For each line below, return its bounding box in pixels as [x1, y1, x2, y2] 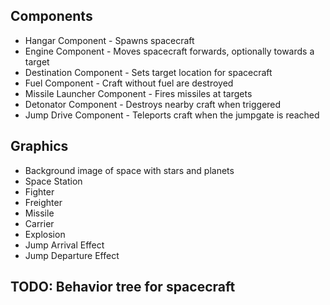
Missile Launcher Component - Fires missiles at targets [24, 87, 253, 99]
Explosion [24, 228, 66, 240]
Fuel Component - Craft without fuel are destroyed [24, 77, 234, 89]
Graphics [10, 138, 69, 155]
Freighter [24, 196, 63, 208]
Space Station [24, 175, 83, 187]
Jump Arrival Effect [24, 239, 105, 251]
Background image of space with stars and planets [24, 164, 235, 176]
